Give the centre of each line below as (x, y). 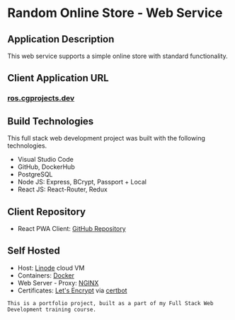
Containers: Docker (46, 275)
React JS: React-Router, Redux (62, 189)
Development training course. (52, 309)
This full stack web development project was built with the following (106, 138)
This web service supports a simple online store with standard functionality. (117, 56)
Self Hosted (34, 251)
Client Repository (47, 212)
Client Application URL (58, 78)
